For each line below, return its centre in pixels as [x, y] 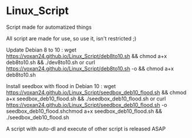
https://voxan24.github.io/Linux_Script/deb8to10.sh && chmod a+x [87, 56]
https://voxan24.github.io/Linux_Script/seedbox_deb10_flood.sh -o [87, 105]
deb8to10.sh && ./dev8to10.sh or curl [51, 62]
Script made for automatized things [49, 27]
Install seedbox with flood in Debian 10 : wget [61, 86]
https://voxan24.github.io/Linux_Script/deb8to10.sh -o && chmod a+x [90, 68]
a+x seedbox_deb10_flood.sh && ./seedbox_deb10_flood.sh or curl [86, 99]
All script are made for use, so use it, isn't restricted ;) [71, 38]
